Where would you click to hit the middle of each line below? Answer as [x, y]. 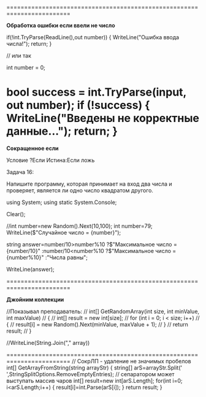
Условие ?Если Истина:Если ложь [51, 160]
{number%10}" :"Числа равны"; [47, 257]
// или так [19, 55]
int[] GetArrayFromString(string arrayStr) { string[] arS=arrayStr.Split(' [94, 368]
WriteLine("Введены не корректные [103, 119]
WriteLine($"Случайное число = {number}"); [64, 232]
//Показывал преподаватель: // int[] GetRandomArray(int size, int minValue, [103, 311]
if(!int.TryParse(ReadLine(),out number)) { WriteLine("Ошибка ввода [93, 37]
